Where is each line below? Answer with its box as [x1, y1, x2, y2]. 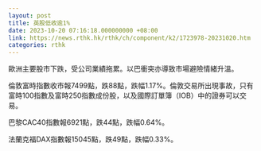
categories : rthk [8, 41, 66, 49]
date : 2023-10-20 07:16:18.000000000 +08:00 [8, 26, 158, 34]
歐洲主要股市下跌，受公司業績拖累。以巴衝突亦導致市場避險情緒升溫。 [8, 64, 239, 74]
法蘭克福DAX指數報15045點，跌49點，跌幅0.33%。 [8, 134, 177, 144]
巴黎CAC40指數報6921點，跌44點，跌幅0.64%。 [8, 118, 169, 127]
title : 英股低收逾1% [8, 19, 70, 27]
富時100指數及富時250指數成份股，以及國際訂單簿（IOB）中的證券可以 [8, 91, 240, 100]
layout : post [8, 11, 52, 20]
